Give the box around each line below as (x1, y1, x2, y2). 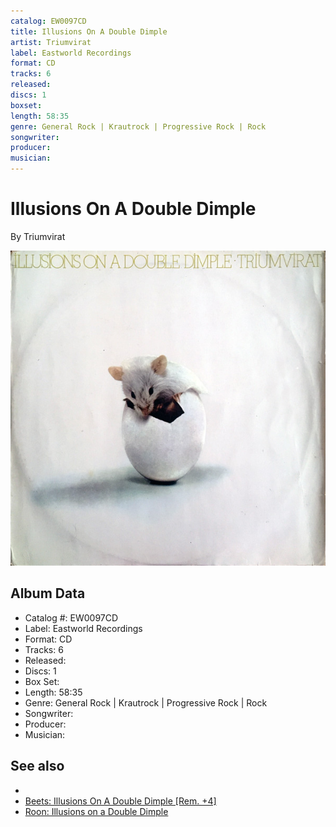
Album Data (10, 585, 86, 602)
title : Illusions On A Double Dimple (10, 26, 168, 37)
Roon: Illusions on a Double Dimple (24, 805, 169, 817)
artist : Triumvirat (10, 37, 92, 47)
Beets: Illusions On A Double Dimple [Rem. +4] (24, 795, 217, 807)
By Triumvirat (10, 230, 66, 242)
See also (10, 758, 65, 775)
